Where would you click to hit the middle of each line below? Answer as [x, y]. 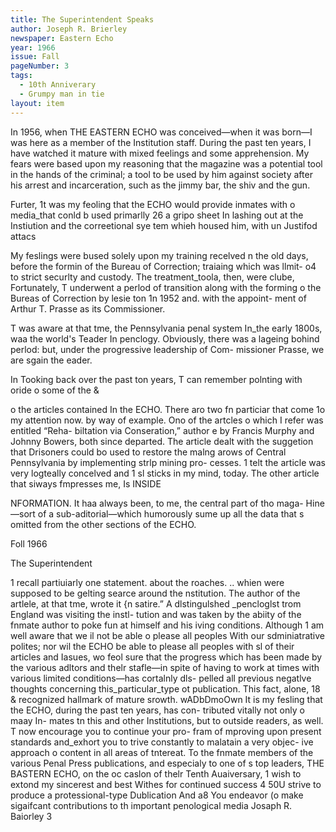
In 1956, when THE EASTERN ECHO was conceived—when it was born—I [161, 132]
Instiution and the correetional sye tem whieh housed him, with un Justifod [164, 225]
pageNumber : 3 [40, 66]
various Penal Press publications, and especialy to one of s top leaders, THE [167, 763]
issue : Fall [35, 57]
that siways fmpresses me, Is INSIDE [86, 483]
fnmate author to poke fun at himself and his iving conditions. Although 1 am [167, 625]
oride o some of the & [55, 390]
